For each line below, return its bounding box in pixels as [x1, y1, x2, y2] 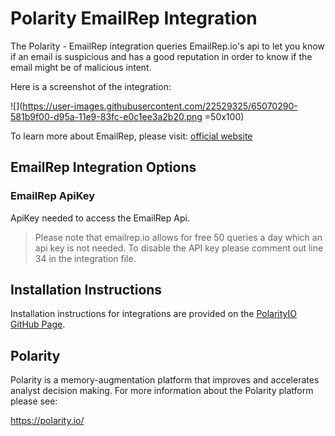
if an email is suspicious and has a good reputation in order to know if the [10, 50, 313, 62]
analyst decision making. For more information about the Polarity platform [10, 385, 314, 397]
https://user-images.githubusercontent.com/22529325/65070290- [22, 100, 298, 112]
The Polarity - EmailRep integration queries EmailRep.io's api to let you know [10, 40, 325, 52]
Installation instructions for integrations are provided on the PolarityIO [10, 308, 297, 320]
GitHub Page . [10, 318, 66, 331]
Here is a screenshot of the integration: [10, 80, 172, 92]
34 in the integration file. [34, 252, 137, 264]
